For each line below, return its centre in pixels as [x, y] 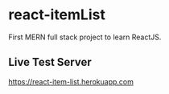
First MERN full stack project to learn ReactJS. [85, 37]
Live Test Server [50, 62]
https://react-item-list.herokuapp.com [71, 81]
